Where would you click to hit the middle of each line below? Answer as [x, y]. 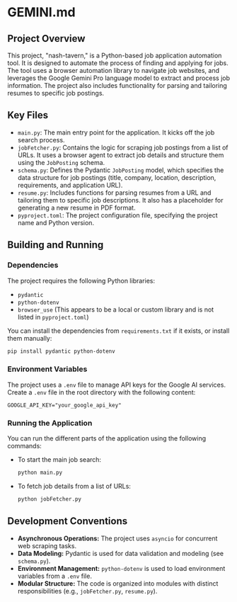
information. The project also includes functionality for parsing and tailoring [117, 85]
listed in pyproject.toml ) [53, 317]
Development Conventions [68, 521]
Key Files [28, 115]
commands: [25, 445]
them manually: [30, 338]
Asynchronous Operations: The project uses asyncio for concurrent [117, 538]
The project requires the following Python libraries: [81, 280]
